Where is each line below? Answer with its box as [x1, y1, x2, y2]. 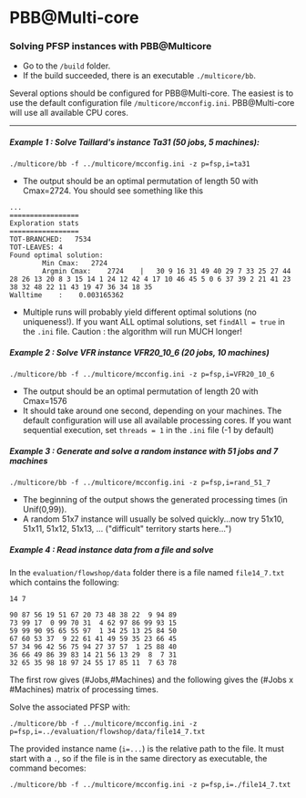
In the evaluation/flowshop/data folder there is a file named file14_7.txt [9, 567, 285, 578]
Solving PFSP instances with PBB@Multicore [9, 40, 212, 53]
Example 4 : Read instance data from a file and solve [9, 544, 214, 554]
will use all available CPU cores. [9, 108, 129, 119]
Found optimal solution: [9, 251, 104, 260]
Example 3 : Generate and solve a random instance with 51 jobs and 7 [9, 446, 279, 457]
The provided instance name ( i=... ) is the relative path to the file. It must [9, 743, 285, 754]
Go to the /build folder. [22, 60, 111, 71]
